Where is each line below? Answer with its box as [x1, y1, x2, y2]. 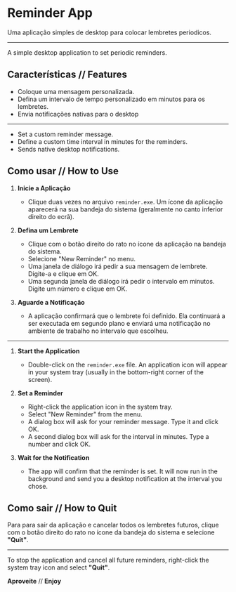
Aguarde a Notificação [17, 298, 86, 306]
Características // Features [7, 69, 128, 81]
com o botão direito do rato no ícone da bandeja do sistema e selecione [7, 528, 215, 537]
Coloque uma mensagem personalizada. [17, 87, 135, 96]
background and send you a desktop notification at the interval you [27, 474, 223, 482]
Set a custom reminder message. [17, 130, 114, 138]
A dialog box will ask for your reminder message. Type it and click [27, 417, 219, 426]
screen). [27, 375, 53, 383]
